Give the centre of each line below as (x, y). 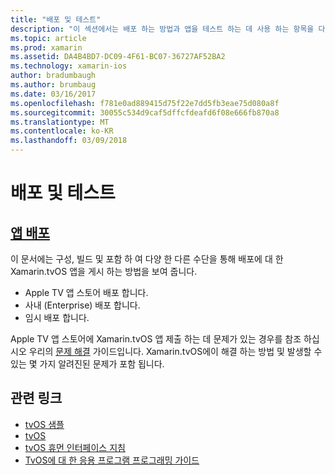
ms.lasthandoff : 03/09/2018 (69, 141)
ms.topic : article (48, 38)
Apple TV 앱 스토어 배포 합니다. (86, 292)
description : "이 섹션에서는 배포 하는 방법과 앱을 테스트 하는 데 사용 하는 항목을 (162, 29)
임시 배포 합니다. (57, 317)
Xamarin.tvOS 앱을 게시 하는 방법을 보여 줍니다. (104, 271)
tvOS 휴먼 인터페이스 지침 (75, 447)
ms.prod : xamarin (46, 47)
